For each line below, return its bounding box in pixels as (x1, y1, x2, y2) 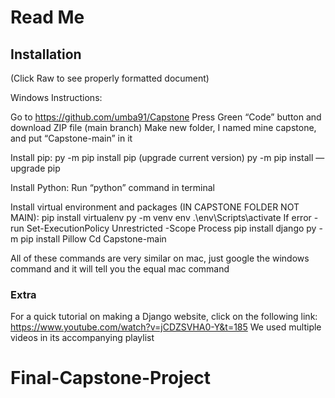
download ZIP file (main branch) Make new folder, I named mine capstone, (10, 122, 317, 133)
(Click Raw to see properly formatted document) (10, 72, 210, 84)
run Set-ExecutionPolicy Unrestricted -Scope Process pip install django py (10, 222, 317, 234)
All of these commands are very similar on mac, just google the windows (10, 252, 310, 264)
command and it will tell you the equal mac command (10, 263, 230, 275)
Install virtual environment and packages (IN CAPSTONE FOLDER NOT (10, 201, 300, 213)
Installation (10, 46, 82, 63)
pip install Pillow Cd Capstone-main (20, 233, 167, 245)
